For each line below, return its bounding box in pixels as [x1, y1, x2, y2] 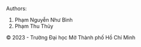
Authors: [6, 5, 27, 12]
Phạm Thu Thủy [14, 23, 54, 29]
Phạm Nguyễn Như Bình [14, 16, 73, 23]
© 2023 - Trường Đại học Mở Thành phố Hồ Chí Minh [6, 34, 136, 41]
